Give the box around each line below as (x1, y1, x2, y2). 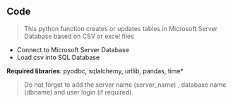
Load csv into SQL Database (16, 53, 100, 61)
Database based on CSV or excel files (23, 32, 135, 40)
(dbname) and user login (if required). (23, 87, 133, 96)
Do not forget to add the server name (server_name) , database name (23, 80, 227, 89)
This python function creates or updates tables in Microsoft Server (23, 24, 218, 32)
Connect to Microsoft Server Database (16, 45, 130, 54)
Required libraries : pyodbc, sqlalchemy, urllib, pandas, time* (6, 66, 184, 75)
